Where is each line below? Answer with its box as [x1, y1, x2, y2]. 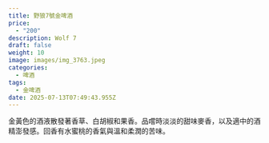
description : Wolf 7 [8, 34, 78, 42]
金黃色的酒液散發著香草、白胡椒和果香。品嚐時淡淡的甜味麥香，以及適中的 [8, 117, 254, 126]
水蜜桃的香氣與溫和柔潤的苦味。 [63, 126, 170, 136]
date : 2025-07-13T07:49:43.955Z [8, 93, 116, 101]
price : [8, 19, 30, 27]
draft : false [8, 42, 52, 50]
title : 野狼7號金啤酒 [8, 11, 74, 20]
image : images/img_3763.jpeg [8, 57, 106, 65]
